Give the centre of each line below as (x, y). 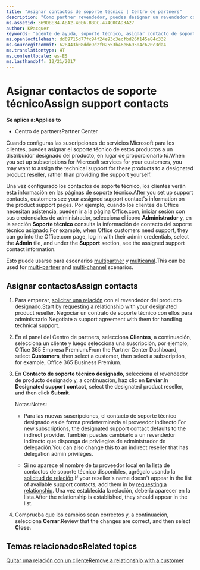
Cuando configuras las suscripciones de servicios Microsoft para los (90, 143)
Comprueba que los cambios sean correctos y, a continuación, (92, 515)
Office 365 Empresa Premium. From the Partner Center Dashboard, (96, 350)
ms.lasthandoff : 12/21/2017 (41, 61)
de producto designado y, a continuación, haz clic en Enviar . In (91, 380)
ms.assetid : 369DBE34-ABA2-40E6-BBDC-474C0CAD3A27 (70, 23)
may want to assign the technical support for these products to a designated (100, 168)
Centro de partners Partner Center (56, 131)
